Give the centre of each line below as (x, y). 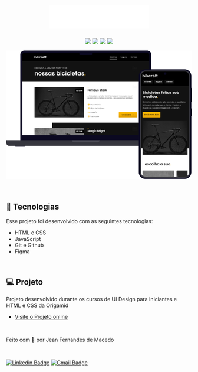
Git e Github (29, 245)
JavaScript (28, 239)
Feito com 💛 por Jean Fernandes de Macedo (60, 340)
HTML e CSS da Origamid (37, 305)
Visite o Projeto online (41, 317)
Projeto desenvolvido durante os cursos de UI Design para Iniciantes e (92, 299)
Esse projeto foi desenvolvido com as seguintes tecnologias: (80, 221)
